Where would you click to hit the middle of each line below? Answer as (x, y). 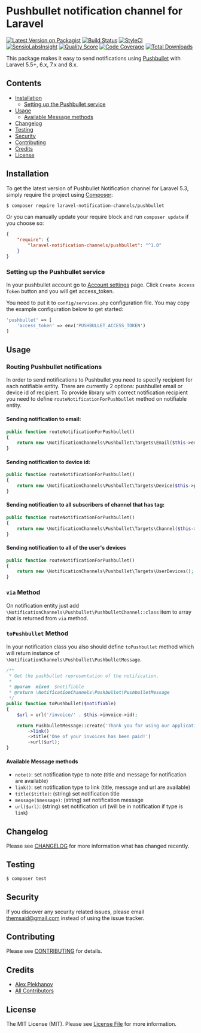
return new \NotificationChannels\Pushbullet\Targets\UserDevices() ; (106, 572)
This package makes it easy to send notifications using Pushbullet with (94, 58)
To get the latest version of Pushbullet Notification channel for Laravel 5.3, (98, 188)
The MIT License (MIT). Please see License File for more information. (91, 1024)
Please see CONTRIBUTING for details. (54, 951)
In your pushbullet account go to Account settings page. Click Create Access (100, 285)
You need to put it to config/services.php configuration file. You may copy (98, 303)
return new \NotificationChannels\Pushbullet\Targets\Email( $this (101, 443)
